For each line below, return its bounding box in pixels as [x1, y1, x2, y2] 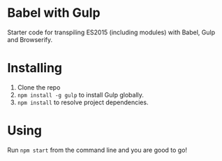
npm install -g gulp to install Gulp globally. [17, 90, 145, 99]
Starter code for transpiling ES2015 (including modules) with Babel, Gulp [7, 28, 215, 36]
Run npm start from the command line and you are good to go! [7, 146, 187, 154]
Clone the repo [17, 83, 61, 92]
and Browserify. [7, 35, 53, 43]
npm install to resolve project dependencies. [17, 98, 149, 106]
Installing [7, 60, 63, 76]
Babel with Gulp [7, 5, 101, 21]
